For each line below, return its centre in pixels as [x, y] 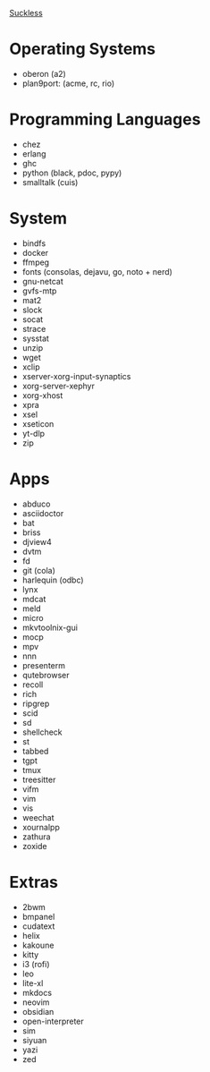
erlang [34, 153]
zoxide [34, 846]
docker [35, 252]
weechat [38, 817]
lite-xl [33, 983]
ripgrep [36, 703]
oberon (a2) [44, 73]
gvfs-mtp [39, 291]
